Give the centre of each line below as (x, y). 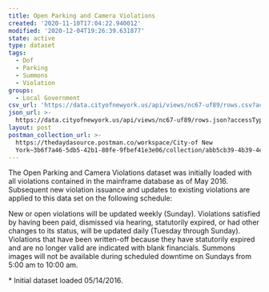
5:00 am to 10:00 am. (43, 265)
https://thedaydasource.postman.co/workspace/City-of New (114, 142)
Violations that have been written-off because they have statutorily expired (132, 239)
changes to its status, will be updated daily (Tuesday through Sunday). (124, 231)
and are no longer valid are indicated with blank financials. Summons (122, 248)
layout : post (30, 128)
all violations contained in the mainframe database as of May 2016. (118, 181)
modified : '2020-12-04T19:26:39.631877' (77, 30)
